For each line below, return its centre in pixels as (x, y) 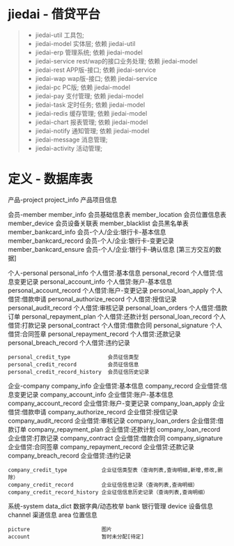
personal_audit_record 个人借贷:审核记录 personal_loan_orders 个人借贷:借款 (118, 308)
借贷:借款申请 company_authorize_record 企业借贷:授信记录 (93, 411)
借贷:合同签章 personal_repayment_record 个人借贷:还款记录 (94, 334)
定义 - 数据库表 (50, 179)
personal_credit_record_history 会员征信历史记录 (79, 372)
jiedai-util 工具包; (60, 35)
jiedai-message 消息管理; (71, 139)
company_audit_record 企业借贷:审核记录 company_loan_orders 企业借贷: (113, 420)
